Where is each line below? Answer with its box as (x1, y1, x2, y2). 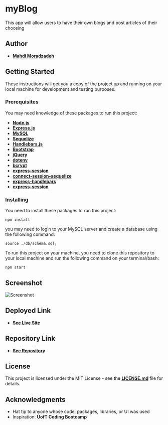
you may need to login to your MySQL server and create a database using (5, 226, 158, 232)
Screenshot (5, 278, 43, 287)
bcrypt (12, 162, 28, 168)
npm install (5, 217, 30, 222)
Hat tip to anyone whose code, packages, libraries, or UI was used (12, 408, 150, 414)
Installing (5, 196, 29, 203)
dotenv (12, 157, 28, 163)
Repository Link (5, 334, 56, 343)
